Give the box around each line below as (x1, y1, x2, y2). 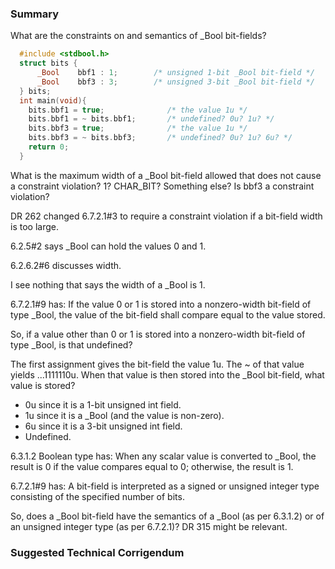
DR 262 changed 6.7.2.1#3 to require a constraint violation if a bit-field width (10, 210, 323, 222)
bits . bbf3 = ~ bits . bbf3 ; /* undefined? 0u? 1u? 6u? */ (28, 133, 293, 143)
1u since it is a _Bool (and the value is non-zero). (24, 409, 225, 421)
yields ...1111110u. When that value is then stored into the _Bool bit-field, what (10, 368, 325, 381)
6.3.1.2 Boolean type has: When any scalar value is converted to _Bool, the (10, 450, 317, 462)
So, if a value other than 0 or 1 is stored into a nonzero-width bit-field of (10, 328, 306, 340)
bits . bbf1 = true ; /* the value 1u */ (28, 105, 248, 115)
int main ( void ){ (19, 95, 87, 106)
